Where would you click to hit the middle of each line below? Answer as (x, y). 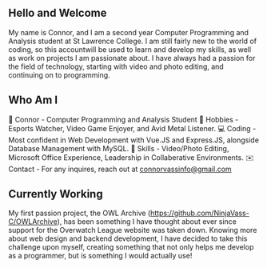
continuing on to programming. (59, 74)
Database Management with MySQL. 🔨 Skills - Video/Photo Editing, (119, 148)
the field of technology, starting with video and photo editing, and (116, 66)
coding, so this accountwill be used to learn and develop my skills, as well (130, 49)
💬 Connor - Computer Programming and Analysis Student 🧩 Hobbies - (124, 119)
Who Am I (33, 100)
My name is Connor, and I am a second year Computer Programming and (129, 32)
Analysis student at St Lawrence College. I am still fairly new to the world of (133, 41)
